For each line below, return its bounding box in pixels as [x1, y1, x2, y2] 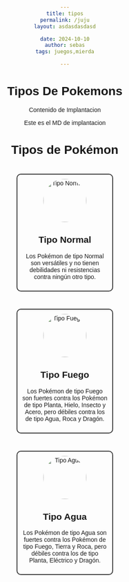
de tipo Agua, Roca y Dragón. [25, 415, 105, 423]
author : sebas [44, 42, 86, 49]
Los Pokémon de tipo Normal [26, 252, 104, 260]
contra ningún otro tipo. [34, 273, 96, 280]
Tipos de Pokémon [10, 143, 119, 157]
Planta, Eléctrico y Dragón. [29, 556, 101, 565]
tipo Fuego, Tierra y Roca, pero [23, 543, 107, 551]
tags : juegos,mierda [34, 48, 95, 55]
